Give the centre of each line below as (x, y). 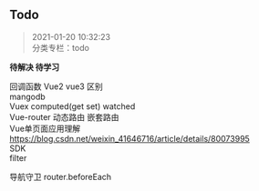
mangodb (27, 96)
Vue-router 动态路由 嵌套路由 (65, 116)
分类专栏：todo (60, 47)
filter (18, 157)
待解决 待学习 (35, 66)
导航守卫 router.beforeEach (61, 176)
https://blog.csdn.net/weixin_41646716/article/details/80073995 (130, 138)
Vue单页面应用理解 (45, 128)
